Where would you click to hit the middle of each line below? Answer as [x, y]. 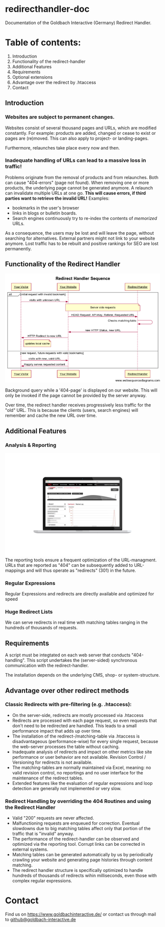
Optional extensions [32, 77]
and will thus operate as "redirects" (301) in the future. [81, 570]
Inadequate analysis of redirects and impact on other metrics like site [82, 752]
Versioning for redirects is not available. [52, 762]
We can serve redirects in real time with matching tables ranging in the [77, 622]
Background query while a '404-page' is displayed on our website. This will [81, 390]
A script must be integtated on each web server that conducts [68, 655]
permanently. [18, 248]
